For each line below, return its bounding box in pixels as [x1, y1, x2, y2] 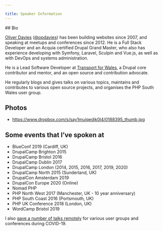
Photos [5, 104, 27, 112]
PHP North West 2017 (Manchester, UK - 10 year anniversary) [12, 190, 136, 196]
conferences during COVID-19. [5, 221, 67, 227]
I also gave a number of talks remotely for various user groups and [5, 215, 139, 221]
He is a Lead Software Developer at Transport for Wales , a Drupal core [5, 64, 146, 70]
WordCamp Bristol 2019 [12, 206, 60, 212]
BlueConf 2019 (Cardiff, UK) [12, 144, 68, 149]
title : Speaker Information [5, 11, 62, 16]
